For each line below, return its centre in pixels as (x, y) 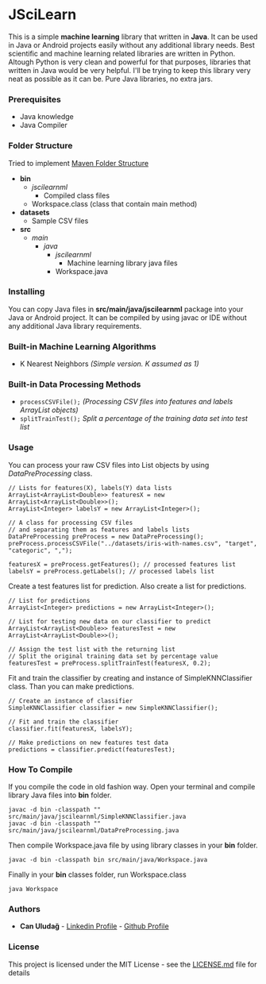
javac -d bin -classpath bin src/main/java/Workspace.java (108, 860)
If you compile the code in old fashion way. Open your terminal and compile (132, 787)
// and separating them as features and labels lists (99, 530)
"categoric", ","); (40, 550)
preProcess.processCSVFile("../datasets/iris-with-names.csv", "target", (133, 543)
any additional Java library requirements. (75, 326)
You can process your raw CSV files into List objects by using (109, 465)
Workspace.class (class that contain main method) (114, 203)
